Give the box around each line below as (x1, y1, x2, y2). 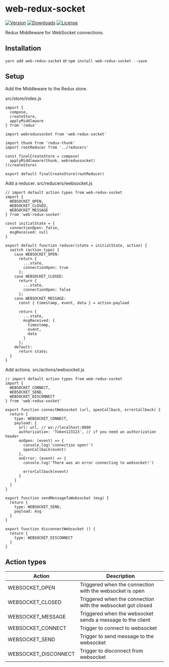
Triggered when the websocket (79, 610, 154, 617)
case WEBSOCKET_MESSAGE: (14, 296, 66, 301)
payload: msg (14, 509, 42, 514)
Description (106, 573, 135, 580)
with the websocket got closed (79, 602, 152, 609)
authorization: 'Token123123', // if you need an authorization (18, 429, 156, 434)
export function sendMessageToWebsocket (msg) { (5, 495, 109, 501)
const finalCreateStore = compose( (5, 153, 80, 159)
